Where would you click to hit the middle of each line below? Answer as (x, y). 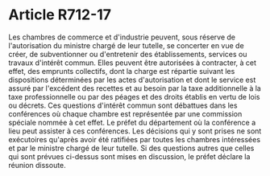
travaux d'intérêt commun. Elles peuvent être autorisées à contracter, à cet (132, 63)
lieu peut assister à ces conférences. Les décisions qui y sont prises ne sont (135, 131)
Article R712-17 (60, 15)
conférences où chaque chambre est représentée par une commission (125, 113)
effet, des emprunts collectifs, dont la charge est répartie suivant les (122, 71)
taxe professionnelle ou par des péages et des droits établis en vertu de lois (134, 96)
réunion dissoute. (37, 165)
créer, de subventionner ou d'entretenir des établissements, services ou (128, 54)
